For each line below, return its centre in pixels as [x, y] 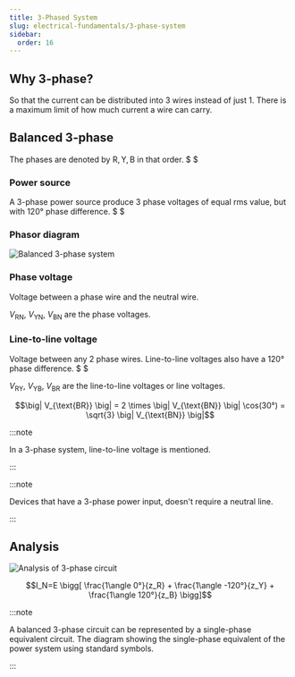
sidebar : [25, 34]
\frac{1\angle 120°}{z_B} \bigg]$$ [150, 595]
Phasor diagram [45, 235]
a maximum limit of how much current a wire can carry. [111, 110]
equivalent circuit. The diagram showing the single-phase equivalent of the [147, 639]
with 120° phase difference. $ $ [67, 212]
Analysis [34, 547]
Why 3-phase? [51, 78]
